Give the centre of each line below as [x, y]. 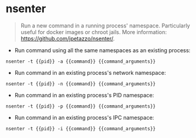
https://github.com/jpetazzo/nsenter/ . [68, 38]
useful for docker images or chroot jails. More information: [93, 32]
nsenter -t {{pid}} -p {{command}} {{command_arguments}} [81, 106]
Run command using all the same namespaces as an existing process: [103, 50]
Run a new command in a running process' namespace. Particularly [105, 26]
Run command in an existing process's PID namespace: [84, 95]
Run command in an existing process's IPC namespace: [84, 117]
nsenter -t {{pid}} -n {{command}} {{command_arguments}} [81, 84]
